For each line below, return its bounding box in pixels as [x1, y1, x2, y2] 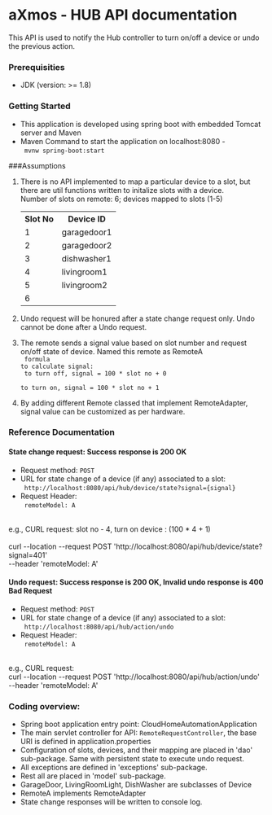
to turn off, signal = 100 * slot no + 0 [24, 369, 167, 378]
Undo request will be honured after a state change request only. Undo [20, 313, 255, 323]
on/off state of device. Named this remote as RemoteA [20, 346, 204, 356]
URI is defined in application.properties [20, 737, 151, 747]
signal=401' [8, 550, 47, 559]
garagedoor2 [61, 239, 112, 251]
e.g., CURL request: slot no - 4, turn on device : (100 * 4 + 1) [8, 524, 211, 534]
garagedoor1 [61, 226, 112, 238]
